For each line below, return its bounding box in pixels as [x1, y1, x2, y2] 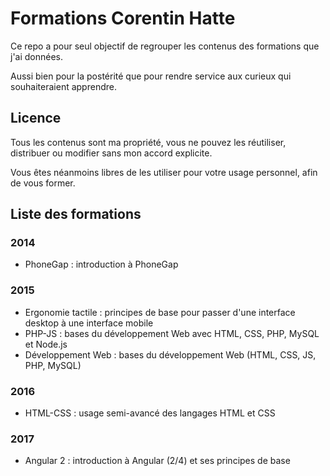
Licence [10, 110, 62, 127]
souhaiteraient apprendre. [10, 80, 117, 92]
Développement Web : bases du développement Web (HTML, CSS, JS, [24, 348, 317, 361]
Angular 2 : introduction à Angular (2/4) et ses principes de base [24, 455, 291, 467]
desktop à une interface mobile [24, 317, 154, 329]
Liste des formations [10, 206, 142, 223]
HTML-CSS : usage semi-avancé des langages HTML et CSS [24, 407, 276, 419]
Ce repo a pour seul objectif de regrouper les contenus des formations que [10, 40, 320, 52]
